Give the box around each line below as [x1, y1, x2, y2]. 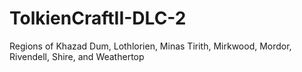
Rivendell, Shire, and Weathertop [9, 50, 145, 62]
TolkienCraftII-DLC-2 [9, 7, 187, 30]
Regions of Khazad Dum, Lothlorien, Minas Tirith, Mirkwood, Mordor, [9, 40, 292, 52]
